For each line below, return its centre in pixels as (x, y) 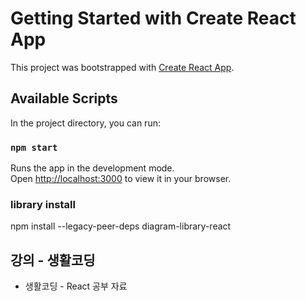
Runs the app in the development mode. (92, 168)
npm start (34, 147)
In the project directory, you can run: (85, 123)
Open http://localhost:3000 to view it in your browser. (121, 179)
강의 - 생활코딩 (53, 260)
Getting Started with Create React (153, 18)
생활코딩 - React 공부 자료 (76, 286)
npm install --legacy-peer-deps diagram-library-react (121, 226)
